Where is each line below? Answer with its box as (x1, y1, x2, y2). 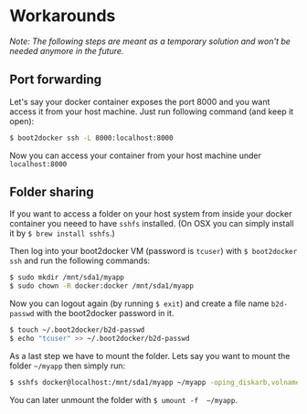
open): (9, 115, 35, 126)
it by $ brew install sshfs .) (9, 228, 116, 239)
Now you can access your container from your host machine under (9, 150, 262, 161)
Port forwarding (9, 72, 102, 88)
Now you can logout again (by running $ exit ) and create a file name (9, 298, 270, 309)
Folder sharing (9, 185, 94, 200)
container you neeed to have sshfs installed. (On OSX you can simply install (9, 218, 294, 229)
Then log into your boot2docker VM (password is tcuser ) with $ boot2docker (9, 246, 298, 257)
